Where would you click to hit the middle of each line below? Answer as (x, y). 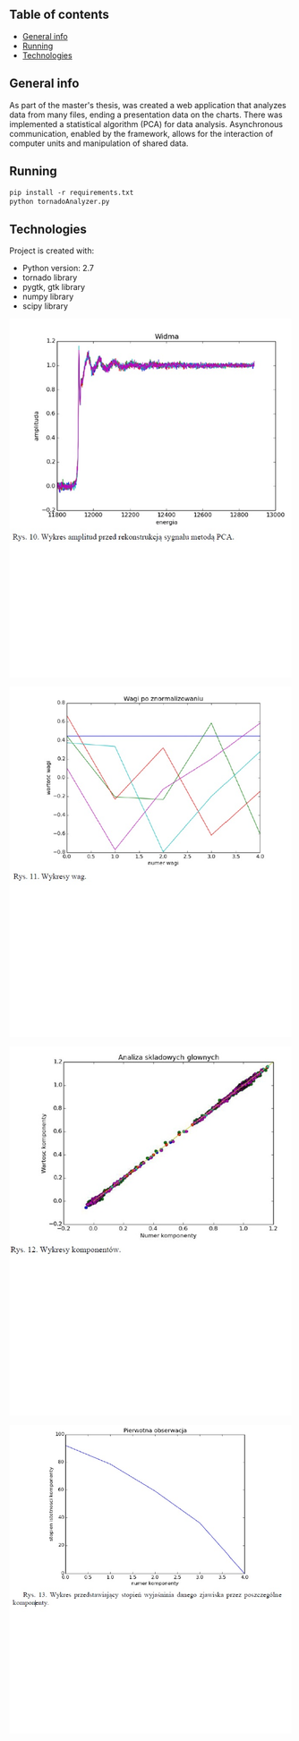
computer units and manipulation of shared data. (99, 143)
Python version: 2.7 (58, 269)
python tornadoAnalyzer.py (60, 202)
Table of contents (59, 15)
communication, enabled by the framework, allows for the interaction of (141, 133)
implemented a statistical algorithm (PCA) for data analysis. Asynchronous (146, 124)
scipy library (45, 306)
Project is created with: (52, 251)
